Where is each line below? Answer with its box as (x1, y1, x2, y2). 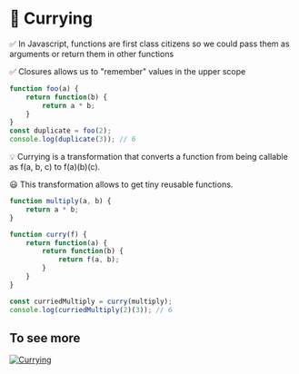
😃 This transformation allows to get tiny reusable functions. (9, 179, 234, 190)
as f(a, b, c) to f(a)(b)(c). (9, 162, 101, 172)
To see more (9, 330, 81, 346)
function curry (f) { (9, 230, 88, 239)
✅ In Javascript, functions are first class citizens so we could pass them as (9, 38, 290, 49)
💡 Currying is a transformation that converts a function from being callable (9, 152, 288, 162)
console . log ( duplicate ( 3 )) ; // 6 (9, 135, 136, 144)
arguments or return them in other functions (9, 48, 174, 59)
